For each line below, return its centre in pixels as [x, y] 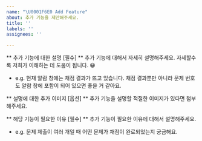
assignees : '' [24, 34]
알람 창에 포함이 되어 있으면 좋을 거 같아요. [72, 86]
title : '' [19, 23]
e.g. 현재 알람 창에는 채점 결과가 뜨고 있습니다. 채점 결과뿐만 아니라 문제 [99, 78]
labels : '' [20, 29]
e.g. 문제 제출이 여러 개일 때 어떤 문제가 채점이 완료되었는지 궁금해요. [96, 132]
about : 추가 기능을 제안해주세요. [43, 18]
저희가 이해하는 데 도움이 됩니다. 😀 [54, 65]
